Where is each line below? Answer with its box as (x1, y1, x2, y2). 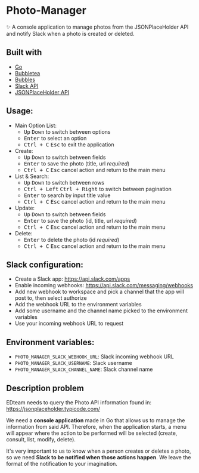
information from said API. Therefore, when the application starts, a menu (6, 423, 186, 430)
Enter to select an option (23, 134, 87, 142)
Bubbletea (14, 69, 41, 76)
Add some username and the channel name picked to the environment (14, 307, 188, 314)
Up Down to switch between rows (23, 179, 104, 186)
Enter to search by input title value (23, 192, 111, 199)
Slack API (14, 82, 39, 90)
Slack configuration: (6, 259, 83, 269)
